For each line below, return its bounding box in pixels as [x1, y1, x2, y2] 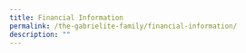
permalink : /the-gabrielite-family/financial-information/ [9, 22, 238, 31]
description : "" [9, 30, 71, 39]
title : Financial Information [9, 13, 124, 22]
